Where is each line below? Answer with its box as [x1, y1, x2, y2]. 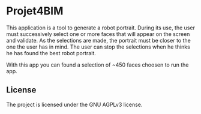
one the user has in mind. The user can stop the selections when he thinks [6, 43, 190, 50]
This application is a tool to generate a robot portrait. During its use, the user [6, 24, 195, 31]
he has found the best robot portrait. [6, 49, 96, 56]
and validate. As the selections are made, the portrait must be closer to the [6, 37, 191, 44]
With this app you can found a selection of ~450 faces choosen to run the [6, 61, 189, 68]
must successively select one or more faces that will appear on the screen [6, 30, 190, 37]
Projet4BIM [6, 4, 64, 18]
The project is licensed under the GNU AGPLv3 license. [6, 101, 143, 108]
